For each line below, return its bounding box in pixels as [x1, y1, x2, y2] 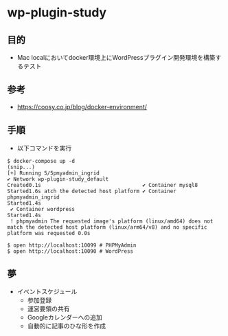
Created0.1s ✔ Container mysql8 [7, 181, 198, 188]
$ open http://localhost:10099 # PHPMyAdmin [7, 242, 137, 249]
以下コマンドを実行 [16, 144, 72, 152]
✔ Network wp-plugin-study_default [7, 175, 109, 183]
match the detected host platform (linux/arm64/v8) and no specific [7, 223, 207, 231]
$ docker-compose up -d [7, 157, 76, 164]
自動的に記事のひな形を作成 [27, 322, 106, 331]
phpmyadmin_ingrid [7, 194, 60, 201]
